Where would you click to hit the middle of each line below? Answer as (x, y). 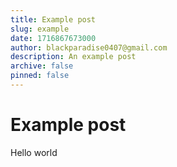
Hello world (34, 152)
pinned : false (40, 76)
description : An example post (73, 57)
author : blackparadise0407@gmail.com (89, 47)
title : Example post (53, 19)
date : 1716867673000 (53, 38)
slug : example (40, 29)
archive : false (42, 66)
